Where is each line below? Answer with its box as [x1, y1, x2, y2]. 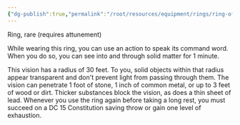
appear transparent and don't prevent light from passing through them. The [7, 73, 229, 81]
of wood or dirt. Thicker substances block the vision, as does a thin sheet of [7, 88, 231, 96]
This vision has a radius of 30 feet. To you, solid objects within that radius [7, 65, 224, 74]
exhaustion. [7, 111, 41, 119]
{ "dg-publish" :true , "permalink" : [7, 10, 107, 18]
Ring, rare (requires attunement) [7, 30, 102, 39]
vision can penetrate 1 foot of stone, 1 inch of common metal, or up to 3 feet [7, 80, 231, 89]
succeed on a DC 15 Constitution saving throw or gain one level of [7, 103, 201, 111]
